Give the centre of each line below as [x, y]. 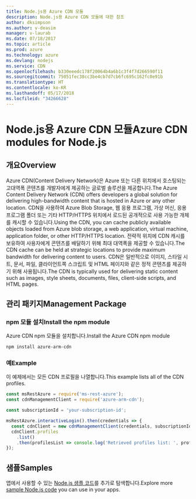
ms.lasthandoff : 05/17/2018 [40, 93]
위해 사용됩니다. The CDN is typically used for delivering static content [95, 271]
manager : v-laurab [28, 33]
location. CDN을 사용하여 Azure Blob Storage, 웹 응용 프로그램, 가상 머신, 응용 [96, 207]
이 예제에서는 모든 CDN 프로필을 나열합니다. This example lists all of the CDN [95, 377]
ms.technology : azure [32, 55]
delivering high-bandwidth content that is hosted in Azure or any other [91, 200]
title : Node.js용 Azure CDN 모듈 [45, 11]
